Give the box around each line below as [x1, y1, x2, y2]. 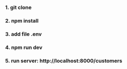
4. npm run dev [5, 44, 43, 51]
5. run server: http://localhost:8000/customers [5, 57, 123, 64]
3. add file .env [5, 30, 42, 37]
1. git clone [5, 4, 32, 11]
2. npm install [5, 17, 39, 24]
